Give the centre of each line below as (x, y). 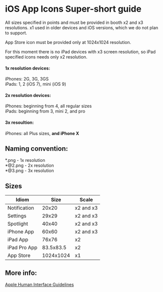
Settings (17, 216)
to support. (16, 33)
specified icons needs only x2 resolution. (46, 57)
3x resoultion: (19, 122)
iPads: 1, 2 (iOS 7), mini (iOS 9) (36, 84)
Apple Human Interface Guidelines (39, 284)
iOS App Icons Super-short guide (73, 9)
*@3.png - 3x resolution (30, 171)
